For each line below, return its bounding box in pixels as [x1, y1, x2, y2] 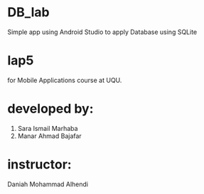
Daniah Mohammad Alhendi [7, 180, 89, 188]
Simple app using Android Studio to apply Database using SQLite [7, 28, 198, 36]
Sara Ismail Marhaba [17, 124, 78, 132]
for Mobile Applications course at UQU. [7, 76, 122, 84]
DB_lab [7, 4, 50, 21]
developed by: [7, 101, 94, 117]
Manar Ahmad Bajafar [17, 132, 82, 140]
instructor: [7, 156, 73, 172]
